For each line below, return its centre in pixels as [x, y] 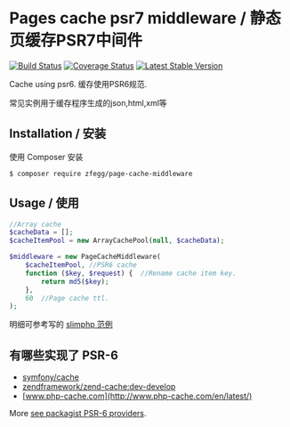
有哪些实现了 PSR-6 [64, 355]
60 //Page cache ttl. [67, 298]
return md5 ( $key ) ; [75, 281]
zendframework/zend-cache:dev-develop [99, 387]
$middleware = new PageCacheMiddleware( [85, 257]
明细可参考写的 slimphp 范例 [61, 325]
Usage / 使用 [44, 203]
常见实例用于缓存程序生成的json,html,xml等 [88, 102]
